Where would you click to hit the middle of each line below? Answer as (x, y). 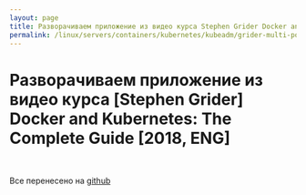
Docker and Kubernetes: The (121, 118)
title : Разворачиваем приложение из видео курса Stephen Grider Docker (148, 26)
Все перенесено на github (60, 181)
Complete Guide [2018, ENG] (120, 138)
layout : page (34, 18)
